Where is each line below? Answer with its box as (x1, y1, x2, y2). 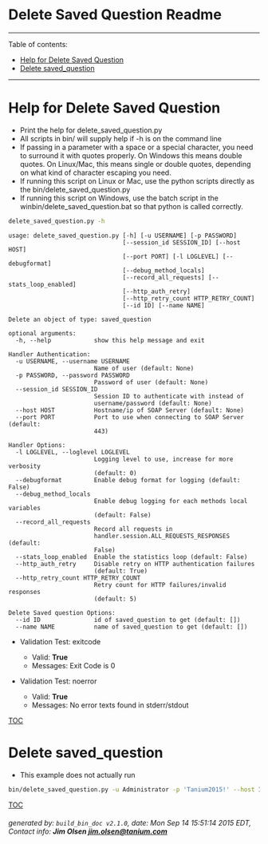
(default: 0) (93, 469, 137, 477)
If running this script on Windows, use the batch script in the (19, 193, 219, 203)
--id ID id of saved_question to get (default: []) (15, 616, 241, 624)
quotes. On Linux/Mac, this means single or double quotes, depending (19, 159, 251, 168)
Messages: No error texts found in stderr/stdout (31, 700, 189, 710)
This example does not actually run (19, 770, 136, 779)
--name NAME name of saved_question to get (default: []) (15, 623, 248, 631)
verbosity (8, 462, 41, 470)
